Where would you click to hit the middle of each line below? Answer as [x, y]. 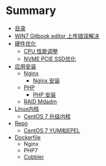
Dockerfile [27, 137]
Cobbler [34, 157]
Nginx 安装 [46, 81]
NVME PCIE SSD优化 [50, 59]
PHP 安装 [44, 95]
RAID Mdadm [40, 101]
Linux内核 [27, 109]
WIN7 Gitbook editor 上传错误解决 [57, 36]
